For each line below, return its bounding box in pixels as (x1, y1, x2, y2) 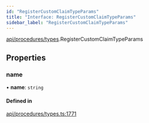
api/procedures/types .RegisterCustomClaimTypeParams (6, 36, 144, 43)
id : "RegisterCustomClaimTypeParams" (6, 8, 99, 15)
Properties (6, 52, 46, 62)
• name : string (6, 84, 44, 91)
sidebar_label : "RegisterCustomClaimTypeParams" (6, 19, 128, 25)
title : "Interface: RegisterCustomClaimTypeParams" (6, 14, 136, 20)
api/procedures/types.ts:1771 (6, 110, 77, 118)
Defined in (6, 97, 33, 104)
